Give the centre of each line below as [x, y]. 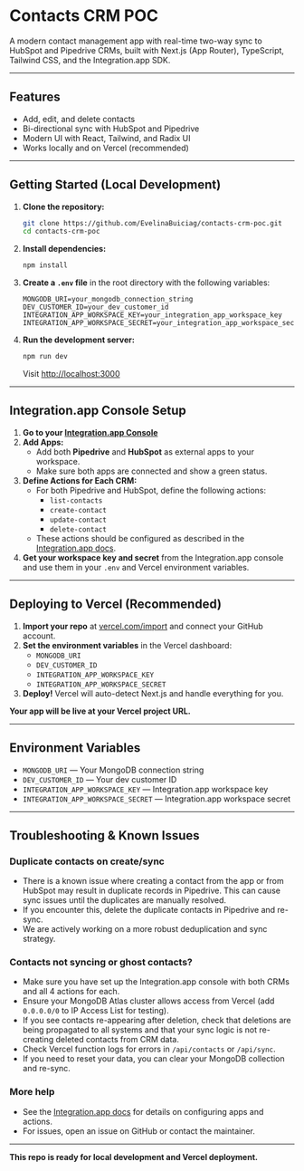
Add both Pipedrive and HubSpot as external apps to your [145, 451]
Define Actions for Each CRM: [80, 480]
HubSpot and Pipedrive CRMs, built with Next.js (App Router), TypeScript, [147, 50]
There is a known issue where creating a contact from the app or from [153, 881]
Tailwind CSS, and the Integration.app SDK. [90, 60]
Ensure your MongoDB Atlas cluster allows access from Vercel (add [148, 1001]
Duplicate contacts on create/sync [87, 861]
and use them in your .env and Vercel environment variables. [136, 567]
